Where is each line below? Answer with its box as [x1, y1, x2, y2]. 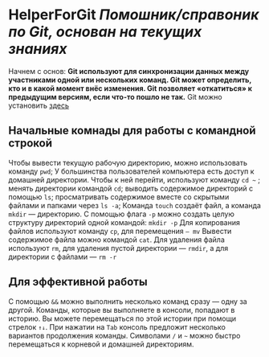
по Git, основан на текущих [8, 23, 202, 41]
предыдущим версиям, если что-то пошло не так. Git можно [8, 92, 222, 101]
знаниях [8, 40, 67, 58]
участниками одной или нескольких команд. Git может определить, [8, 75, 251, 84]
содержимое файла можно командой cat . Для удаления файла [8, 235, 225, 244]
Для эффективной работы [8, 275, 148, 289]
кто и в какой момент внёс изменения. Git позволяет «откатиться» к [8, 83, 253, 93]
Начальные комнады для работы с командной [8, 124, 256, 137]
